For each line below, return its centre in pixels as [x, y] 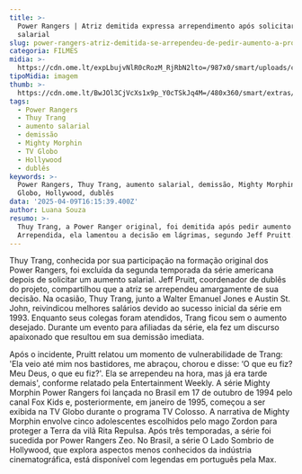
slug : [19, 43]
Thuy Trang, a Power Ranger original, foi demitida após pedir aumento [155, 227]
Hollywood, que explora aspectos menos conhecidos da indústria [130, 450]
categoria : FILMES [44, 51]
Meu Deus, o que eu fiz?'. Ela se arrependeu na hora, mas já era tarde [138, 373]
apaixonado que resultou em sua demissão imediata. [107, 337]
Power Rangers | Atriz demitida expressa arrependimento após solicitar [156, 26]
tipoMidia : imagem [44, 76]
